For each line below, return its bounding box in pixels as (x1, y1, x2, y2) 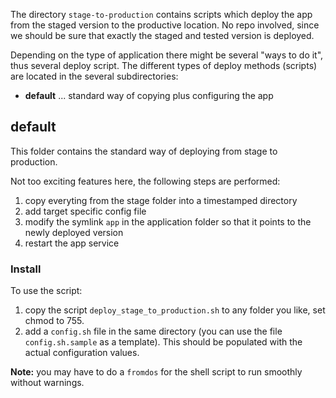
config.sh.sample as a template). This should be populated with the (24, 336, 303, 348)
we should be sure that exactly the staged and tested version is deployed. (10, 30, 315, 41)
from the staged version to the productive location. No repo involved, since (10, 19, 320, 31)
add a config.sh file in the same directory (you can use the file (24, 325, 283, 338)
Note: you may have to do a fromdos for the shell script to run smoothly (10, 366, 303, 378)
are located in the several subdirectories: (10, 70, 179, 82)
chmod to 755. (24, 315, 85, 327)
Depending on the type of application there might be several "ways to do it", (10, 49, 324, 61)
